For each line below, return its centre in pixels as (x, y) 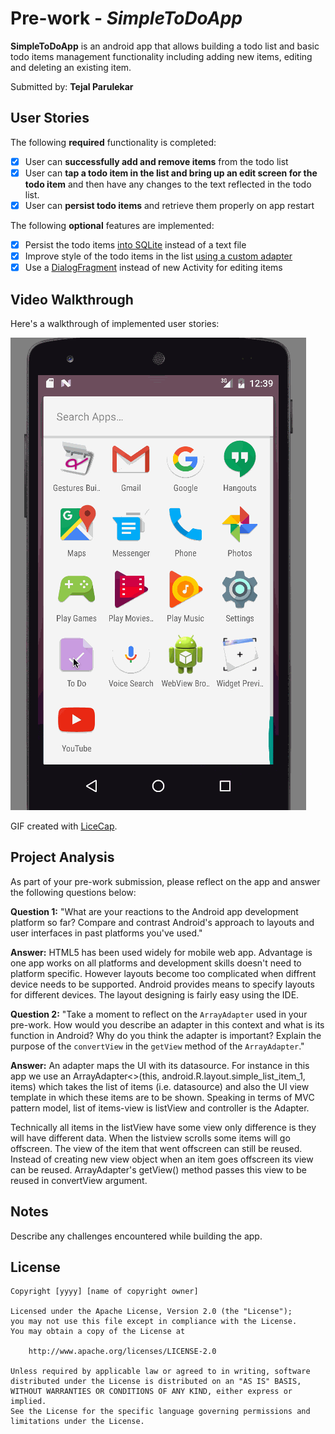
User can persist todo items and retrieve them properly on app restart (169, 205)
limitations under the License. (77, 1422)
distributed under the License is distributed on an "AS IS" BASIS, (156, 1382)
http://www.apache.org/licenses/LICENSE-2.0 (122, 1352)
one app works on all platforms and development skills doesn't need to (156, 963)
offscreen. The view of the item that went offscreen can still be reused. (156, 1148)
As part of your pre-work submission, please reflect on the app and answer (165, 881)
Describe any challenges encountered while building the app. (136, 1236)
